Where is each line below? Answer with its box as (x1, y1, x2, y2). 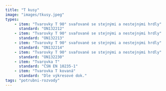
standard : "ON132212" (18, 26, 65, 31)
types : (5, 17, 19, 22)
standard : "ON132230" (18, 54, 65, 60)
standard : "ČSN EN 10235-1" (18, 64, 78, 69)
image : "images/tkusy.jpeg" (5, 12, 65, 17)
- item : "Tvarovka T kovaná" (14, 69, 76, 74)
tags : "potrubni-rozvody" (5, 78, 60, 83)
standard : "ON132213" (18, 36, 65, 41)
